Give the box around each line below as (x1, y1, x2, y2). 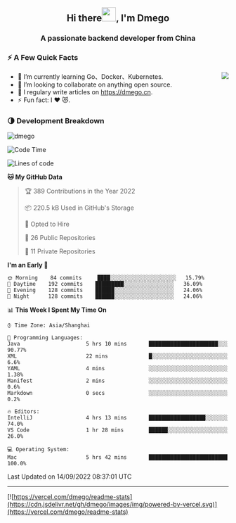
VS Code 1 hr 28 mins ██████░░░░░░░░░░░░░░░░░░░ (7, 427, 228, 434)
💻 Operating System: (7, 446, 70, 453)
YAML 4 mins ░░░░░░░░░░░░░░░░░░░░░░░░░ (7, 365, 228, 372)
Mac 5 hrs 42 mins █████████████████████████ (7, 453, 228, 461)
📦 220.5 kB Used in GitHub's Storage (24, 203, 135, 212)
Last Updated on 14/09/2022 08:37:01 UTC (7, 472, 132, 481)
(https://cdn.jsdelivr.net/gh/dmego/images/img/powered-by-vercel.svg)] (7, 500, 218, 508)
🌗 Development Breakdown (7, 115, 105, 125)
